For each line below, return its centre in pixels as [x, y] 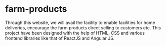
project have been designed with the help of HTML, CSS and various [75, 33]
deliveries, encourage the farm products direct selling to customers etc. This [83, 27]
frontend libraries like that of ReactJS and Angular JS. [60, 38]
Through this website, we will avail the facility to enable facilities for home [80, 23]
